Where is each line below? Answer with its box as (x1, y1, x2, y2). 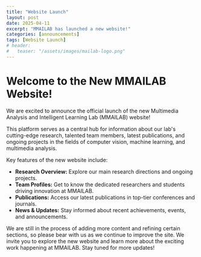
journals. (14, 200, 37, 207)
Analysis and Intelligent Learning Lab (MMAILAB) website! (6, 113, 151, 121)
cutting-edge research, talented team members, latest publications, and (6, 131, 185, 139)
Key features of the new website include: (6, 156, 108, 163)
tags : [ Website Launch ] (6, 37, 66, 43)
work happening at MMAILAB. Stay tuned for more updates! (6, 244, 155, 251)
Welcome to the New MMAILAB (6, 74, 167, 88)
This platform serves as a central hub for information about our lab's (6, 125, 176, 132)
